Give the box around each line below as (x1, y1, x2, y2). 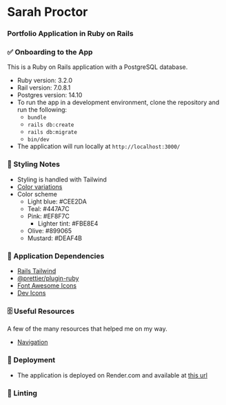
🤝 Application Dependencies (7, 251, 105, 261)
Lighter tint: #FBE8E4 (37, 219, 99, 228)
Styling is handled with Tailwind (17, 175, 107, 184)
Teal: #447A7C (27, 204, 70, 213)
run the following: (17, 106, 68, 114)
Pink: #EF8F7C (27, 212, 70, 220)
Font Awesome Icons (17, 281, 77, 290)
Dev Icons (17, 289, 46, 297)
